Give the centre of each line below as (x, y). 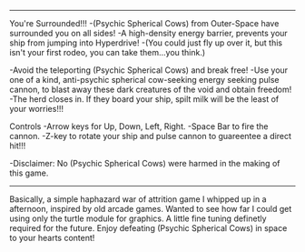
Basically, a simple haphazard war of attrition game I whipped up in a (138, 199)
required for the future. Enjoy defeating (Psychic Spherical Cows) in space (148, 228)
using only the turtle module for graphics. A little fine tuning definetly (138, 218)
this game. (29, 173)
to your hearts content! (52, 238)
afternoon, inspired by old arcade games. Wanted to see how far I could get (151, 209)
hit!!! (18, 146)
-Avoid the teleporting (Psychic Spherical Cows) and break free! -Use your (149, 70)
